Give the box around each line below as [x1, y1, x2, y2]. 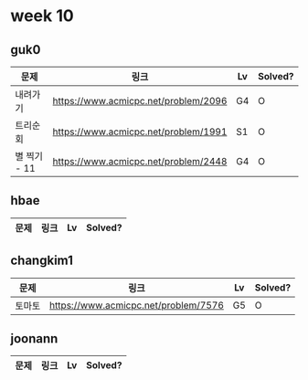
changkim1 [10, 253, 74, 269]
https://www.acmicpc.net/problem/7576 [49, 299, 225, 311]
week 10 [10, 5, 74, 26]
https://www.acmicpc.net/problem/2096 [52, 95, 228, 107]
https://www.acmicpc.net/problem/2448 [52, 155, 228, 167]
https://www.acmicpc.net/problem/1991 [52, 125, 228, 138]
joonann [10, 331, 58, 347]
